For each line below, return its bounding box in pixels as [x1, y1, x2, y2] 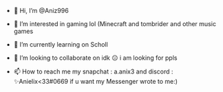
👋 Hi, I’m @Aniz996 [13, 7, 69, 14]
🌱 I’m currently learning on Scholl [13, 41, 108, 48]
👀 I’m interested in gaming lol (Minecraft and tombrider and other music [13, 20, 217, 27]
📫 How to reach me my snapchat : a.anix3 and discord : [13, 67, 173, 76]
